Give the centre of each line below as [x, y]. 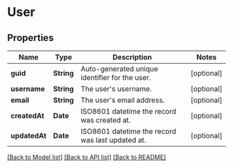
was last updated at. [114, 140]
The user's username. [116, 89]
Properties [31, 38]
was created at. [106, 120]
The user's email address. [123, 100]
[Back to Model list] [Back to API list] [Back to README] [87, 157]
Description [132, 57]
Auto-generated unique [119, 69]
